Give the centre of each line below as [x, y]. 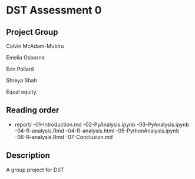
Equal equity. [22, 92]
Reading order [33, 110]
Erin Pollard [20, 69]
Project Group [32, 32]
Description [28, 156]
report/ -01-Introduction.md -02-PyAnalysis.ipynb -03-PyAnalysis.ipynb [102, 124]
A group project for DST [35, 170]
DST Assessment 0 [54, 10]
